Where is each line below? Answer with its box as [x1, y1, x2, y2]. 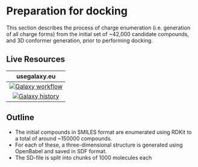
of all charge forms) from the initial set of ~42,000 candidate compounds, [6, 30, 190, 37]
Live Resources [6, 54, 65, 64]
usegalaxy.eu [16, 72, 56, 80]
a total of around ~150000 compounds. [14, 135, 113, 142]
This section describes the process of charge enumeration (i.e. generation [6, 24, 191, 31]
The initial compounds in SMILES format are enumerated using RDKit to [14, 128, 192, 136]
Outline [6, 112, 34, 123]
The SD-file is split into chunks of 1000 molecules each [14, 154, 152, 161]
